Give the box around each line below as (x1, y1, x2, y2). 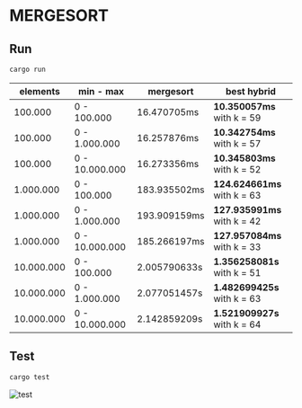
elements (19, 84, 60, 97)
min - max (77, 84, 124, 97)
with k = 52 (213, 163, 262, 175)
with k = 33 (213, 240, 262, 253)
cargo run (9, 65, 47, 74)
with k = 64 (213, 318, 262, 331)
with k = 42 (213, 215, 262, 227)
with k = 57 (213, 137, 262, 149)
